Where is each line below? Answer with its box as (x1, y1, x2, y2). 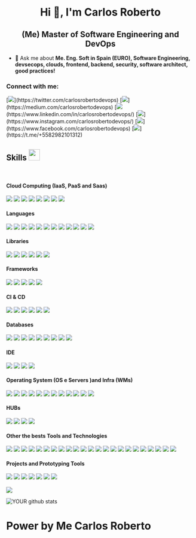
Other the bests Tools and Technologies (6, 432, 108, 439)
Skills (6, 152, 27, 162)
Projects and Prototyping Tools (6, 460, 85, 467)
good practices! (14, 67, 56, 74)
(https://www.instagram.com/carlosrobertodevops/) (6, 118, 134, 125)
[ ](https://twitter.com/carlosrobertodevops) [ (6, 96, 122, 104)
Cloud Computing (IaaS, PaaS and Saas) (6, 182, 108, 189)
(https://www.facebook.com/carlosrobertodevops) (6, 125, 131, 132)
